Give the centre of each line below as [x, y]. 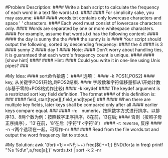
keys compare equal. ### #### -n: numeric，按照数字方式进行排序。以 [80, 110]
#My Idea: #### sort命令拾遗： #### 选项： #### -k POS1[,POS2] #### [80, 76]
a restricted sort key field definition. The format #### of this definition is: [80, 94]
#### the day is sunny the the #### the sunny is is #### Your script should [83, 39]
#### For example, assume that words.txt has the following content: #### [82, 34]
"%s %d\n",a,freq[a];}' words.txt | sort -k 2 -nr [53, 150]
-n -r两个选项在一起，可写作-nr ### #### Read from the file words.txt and [82, 129]
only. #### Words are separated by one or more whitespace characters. [80, 28]
